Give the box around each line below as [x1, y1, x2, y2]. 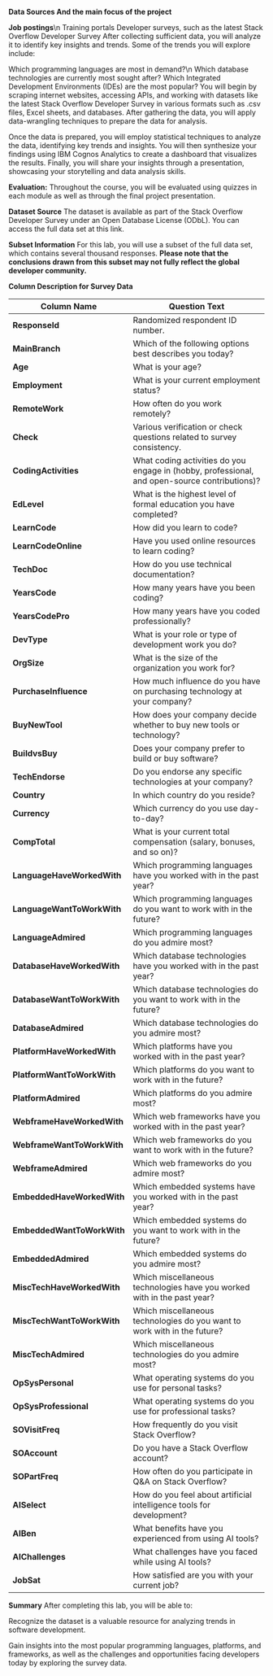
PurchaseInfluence [12, 686, 88, 696]
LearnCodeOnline [12, 540, 83, 552]
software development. [8, 1625, 86, 1635]
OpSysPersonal [12, 1377, 75, 1388]
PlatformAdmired [12, 1093, 80, 1103]
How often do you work [132, 398, 222, 409]
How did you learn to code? [132, 522, 238, 533]
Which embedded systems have [132, 1181, 256, 1192]
